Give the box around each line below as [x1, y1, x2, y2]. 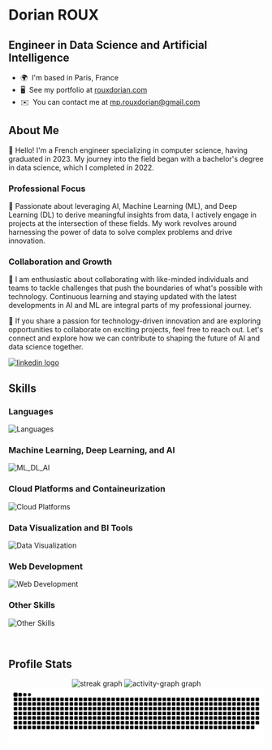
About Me [8, 124, 59, 137]
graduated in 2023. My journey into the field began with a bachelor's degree [8, 154, 264, 163]
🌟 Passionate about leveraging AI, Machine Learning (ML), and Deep [8, 202, 238, 211]
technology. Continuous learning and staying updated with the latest [8, 292, 237, 301]
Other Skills [8, 600, 55, 611]
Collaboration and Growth [8, 256, 112, 267]
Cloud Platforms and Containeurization [8, 483, 166, 495]
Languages [8, 405, 54, 417]
